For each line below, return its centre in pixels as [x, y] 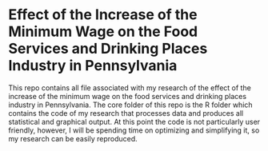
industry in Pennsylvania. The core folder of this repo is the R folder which [131, 105]
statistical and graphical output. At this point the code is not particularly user [134, 121]
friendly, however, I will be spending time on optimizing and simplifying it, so [134, 130]
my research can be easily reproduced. [73, 138]
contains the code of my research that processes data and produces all [126, 113]
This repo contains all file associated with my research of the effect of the [130, 87]
